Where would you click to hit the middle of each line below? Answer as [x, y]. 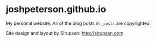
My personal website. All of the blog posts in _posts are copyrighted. [78, 23]
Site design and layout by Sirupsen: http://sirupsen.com [65, 33]
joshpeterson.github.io [56, 9]
